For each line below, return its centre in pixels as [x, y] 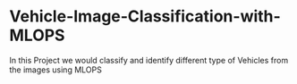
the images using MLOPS [56, 70]
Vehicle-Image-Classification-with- [145, 17]
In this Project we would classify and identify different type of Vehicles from [149, 60]
